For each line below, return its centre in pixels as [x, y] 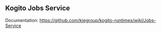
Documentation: [22, 20]
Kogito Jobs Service [38, 8]
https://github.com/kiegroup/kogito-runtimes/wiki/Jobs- [98, 20]
